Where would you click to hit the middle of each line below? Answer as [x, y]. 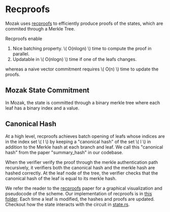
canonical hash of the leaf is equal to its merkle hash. [61, 178]
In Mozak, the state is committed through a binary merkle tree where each [83, 102]
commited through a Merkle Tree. [40, 28]
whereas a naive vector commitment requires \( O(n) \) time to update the [82, 69]
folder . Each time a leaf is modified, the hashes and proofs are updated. [80, 199]
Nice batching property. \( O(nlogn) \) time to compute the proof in [82, 48]
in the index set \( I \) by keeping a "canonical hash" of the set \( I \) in [78, 142]
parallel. [21, 54]
